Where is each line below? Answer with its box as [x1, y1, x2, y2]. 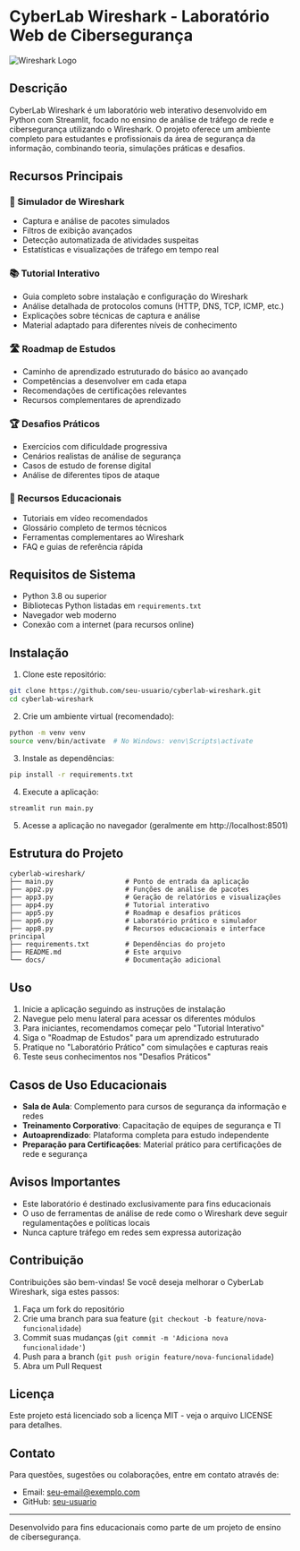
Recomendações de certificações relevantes [21, 385, 187, 396]
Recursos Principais [9, 168, 123, 184]
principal [9, 932, 46, 941]
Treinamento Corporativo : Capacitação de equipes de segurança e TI [21, 1119, 281, 1130]
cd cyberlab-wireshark [9, 695, 94, 704]
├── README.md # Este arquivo [9, 947, 181, 957]
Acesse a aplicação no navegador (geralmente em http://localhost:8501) [21, 819, 288, 830]
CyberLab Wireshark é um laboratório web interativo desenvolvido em [9, 105, 268, 116]
